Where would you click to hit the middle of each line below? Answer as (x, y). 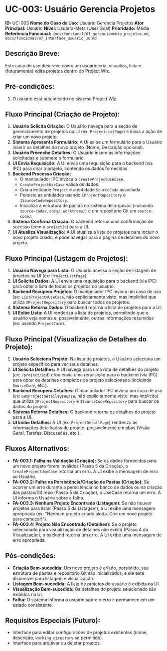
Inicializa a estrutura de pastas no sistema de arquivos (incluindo (86, 206)
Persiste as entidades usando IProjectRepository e (73, 195)
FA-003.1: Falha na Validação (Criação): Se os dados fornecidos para (84, 461)
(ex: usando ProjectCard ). (39, 324)
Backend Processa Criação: (42, 174)
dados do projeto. (30, 407)
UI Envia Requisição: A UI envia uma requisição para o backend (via (83, 163)
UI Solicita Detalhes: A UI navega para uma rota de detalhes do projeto (85, 369)
